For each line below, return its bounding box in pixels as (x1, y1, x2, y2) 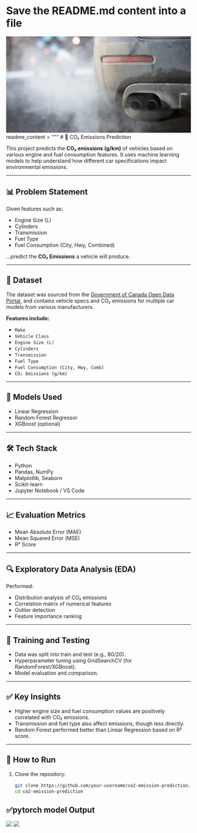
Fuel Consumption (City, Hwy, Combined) (14, 242, 116, 249)
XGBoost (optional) (14, 420, 61, 427)
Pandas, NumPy (14, 468, 54, 475)
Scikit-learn (14, 481, 43, 488)
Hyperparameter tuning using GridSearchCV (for (14, 657, 133, 664)
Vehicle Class (14, 333, 49, 339)
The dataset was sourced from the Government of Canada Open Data (6, 291, 175, 298)
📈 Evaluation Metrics (6, 510, 86, 520)
